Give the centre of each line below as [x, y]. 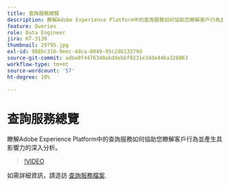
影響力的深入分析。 [34, 148]
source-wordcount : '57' [41, 70]
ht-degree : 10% [29, 77]
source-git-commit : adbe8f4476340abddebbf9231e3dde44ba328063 [98, 58]
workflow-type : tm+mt [38, 64]
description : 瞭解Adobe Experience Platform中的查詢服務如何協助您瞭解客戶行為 [114, 20]
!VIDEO [34, 161]
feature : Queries [32, 26]
